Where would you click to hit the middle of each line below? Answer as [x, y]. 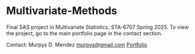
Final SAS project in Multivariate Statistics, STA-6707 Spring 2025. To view [97, 27]
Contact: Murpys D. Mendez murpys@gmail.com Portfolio [77, 45]
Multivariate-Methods [62, 11]
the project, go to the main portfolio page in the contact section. [84, 33]
